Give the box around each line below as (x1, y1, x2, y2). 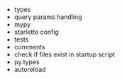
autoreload (13, 66, 46, 73)
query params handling (13, 13, 83, 21)
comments (13, 43, 45, 51)
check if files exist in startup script (13, 50, 116, 59)
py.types (13, 58, 40, 66)
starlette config (13, 28, 59, 36)
